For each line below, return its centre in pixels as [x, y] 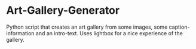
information [20, 33]
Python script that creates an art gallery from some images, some [87, 27]
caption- [179, 27]
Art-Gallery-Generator [63, 10]
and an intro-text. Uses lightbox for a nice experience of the [109, 33]
